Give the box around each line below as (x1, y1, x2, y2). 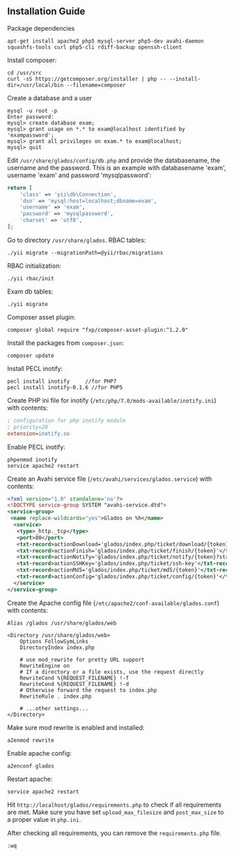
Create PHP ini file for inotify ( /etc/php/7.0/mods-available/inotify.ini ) (7, 396, 217, 404)
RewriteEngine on (19, 662, 70, 669)
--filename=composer (66, 82, 127, 89)
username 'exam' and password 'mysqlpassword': (7, 171, 152, 179)
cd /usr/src (7, 69, 42, 76)
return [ (7, 184, 33, 191)
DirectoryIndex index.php (19, 644, 95, 651)
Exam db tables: (7, 287, 54, 296)
